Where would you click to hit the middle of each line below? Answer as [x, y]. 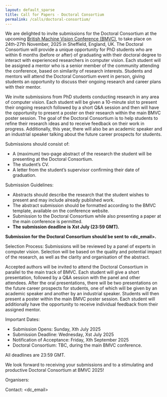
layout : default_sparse [30, 10]
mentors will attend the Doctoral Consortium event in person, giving [75, 77]
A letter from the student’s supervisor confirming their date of [76, 170]
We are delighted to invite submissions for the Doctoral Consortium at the [81, 34]
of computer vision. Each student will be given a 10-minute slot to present [81, 102]
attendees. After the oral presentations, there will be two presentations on [81, 283]
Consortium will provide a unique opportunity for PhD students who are [79, 50]
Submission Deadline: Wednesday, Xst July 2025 [63, 335]
